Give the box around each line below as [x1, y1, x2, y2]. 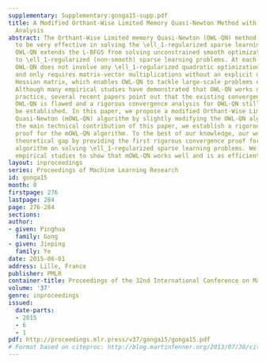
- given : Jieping [8, 240, 66, 248]
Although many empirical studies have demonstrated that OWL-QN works [15, 85, 253, 94]
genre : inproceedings [8, 292, 80, 300]
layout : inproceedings [8, 159, 83, 167]
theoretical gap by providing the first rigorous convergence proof [15, 136, 246, 145]
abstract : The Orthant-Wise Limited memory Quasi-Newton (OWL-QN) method [8, 33, 257, 42]
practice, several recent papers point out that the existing [15, 93, 225, 101]
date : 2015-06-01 [8, 254, 66, 262]
